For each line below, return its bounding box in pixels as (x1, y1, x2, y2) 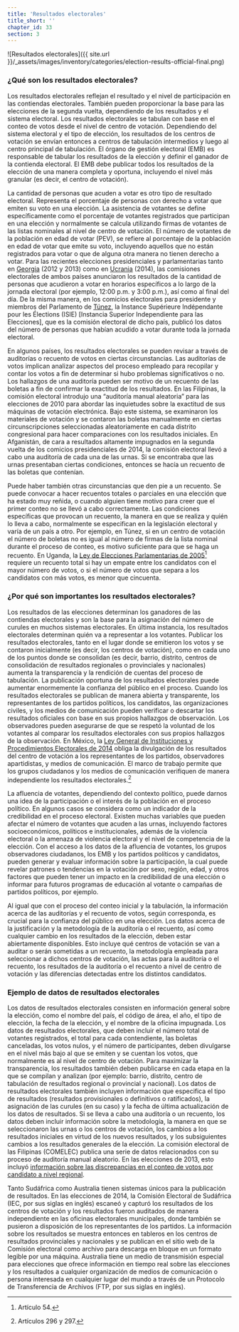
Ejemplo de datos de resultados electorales (7, 988, 160, 998)
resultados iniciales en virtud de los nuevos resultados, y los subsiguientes (7, 1132, 227, 1141)
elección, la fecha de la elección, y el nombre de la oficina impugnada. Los (7, 1019, 226, 1028)
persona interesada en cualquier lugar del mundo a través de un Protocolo (7, 1275, 225, 1284)
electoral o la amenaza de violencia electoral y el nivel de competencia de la (7, 835, 230, 844)
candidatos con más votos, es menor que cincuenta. (7, 573, 161, 582)
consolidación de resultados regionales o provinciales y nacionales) (7, 660, 206, 669)
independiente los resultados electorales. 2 (7, 774, 132, 784)
